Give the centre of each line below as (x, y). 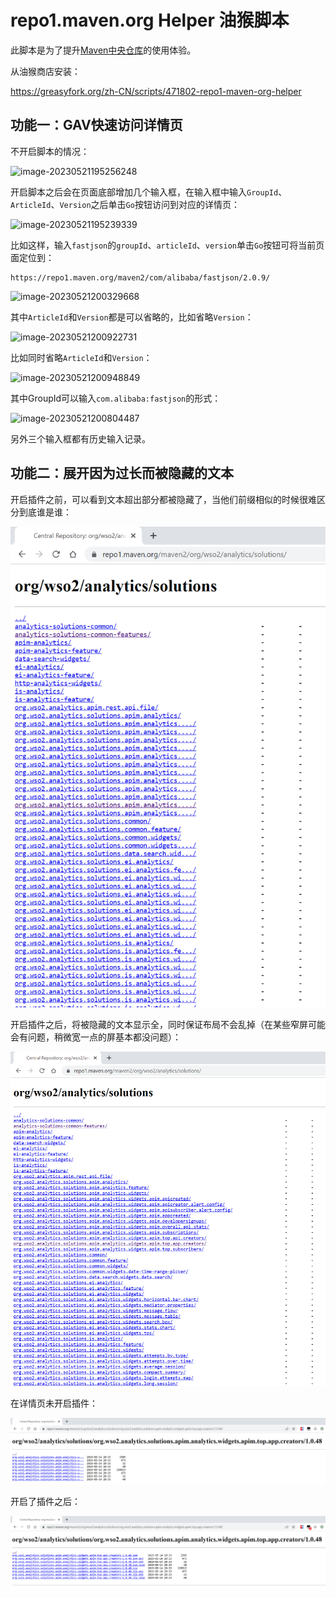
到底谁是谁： (45, 512)
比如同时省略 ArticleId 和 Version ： (81, 357)
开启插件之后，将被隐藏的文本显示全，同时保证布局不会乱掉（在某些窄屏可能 (168, 1024)
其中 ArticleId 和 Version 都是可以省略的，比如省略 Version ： (132, 317)
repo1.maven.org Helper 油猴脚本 (150, 20)
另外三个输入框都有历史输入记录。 (80, 438)
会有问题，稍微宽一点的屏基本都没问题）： (96, 1037)
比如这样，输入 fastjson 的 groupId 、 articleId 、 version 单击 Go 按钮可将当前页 (167, 245)
